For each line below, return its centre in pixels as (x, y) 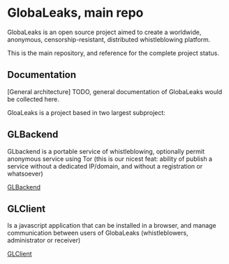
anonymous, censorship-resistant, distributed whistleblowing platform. (109, 39)
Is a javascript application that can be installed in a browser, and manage (112, 226)
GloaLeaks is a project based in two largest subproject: (86, 112)
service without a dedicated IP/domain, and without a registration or (105, 166)
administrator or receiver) (44, 240)
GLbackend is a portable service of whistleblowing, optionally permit (106, 151)
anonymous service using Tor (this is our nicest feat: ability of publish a (110, 159)
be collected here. (33, 99)
